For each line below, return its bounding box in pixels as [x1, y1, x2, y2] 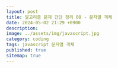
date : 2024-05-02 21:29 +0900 [6, 20, 81, 25]
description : [6, 25, 39, 31]
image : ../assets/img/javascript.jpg [6, 31, 100, 37]
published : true [6, 47, 46, 53]
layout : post [6, 8, 39, 15]
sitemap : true [6, 53, 42, 59]
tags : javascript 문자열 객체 [6, 42, 75, 48]
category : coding [6, 36, 49, 42]
